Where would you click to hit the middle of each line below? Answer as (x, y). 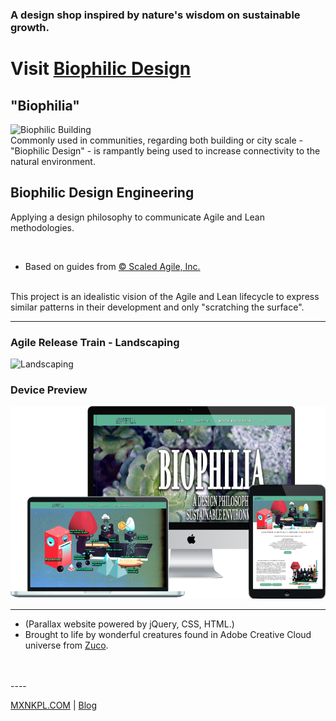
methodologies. (42, 227)
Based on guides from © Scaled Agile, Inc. (112, 266)
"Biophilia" (45, 105)
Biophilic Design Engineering (102, 193)
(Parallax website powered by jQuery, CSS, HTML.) (129, 624)
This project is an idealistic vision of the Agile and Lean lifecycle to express (165, 296)
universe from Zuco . (66, 645)
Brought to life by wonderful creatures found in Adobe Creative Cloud (168, 634)
